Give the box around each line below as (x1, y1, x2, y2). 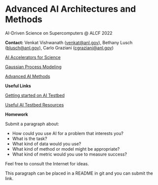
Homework (5, 111, 28, 117)
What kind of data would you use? (12, 141, 81, 147)
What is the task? (12, 135, 48, 141)
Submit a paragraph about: (5, 121, 59, 127)
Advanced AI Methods (5, 73, 51, 79)
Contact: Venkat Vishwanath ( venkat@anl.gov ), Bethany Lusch (5, 39, 133, 45)
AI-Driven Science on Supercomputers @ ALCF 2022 (5, 30, 113, 36)
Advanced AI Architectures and (5, 3, 136, 15)
